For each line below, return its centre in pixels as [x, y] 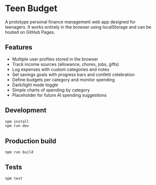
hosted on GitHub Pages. [30, 32]
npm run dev [17, 126]
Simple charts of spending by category [51, 90]
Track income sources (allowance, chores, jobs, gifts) [65, 64]
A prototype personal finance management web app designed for [70, 22]
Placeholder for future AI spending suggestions [59, 95]
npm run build [19, 152]
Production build [31, 141]
